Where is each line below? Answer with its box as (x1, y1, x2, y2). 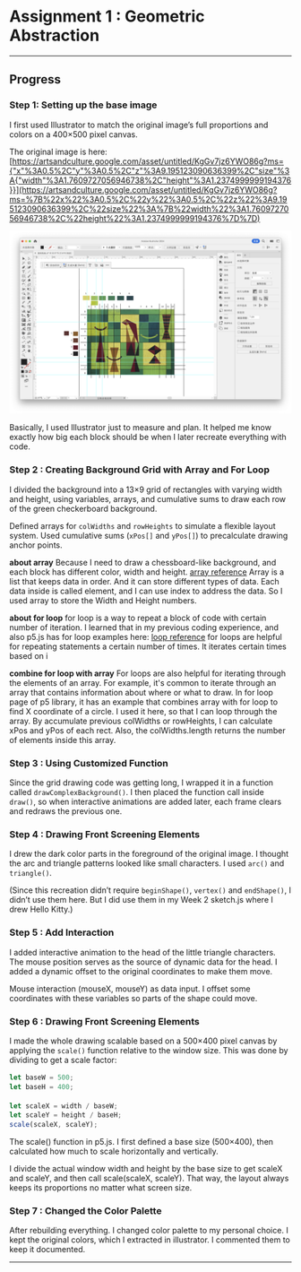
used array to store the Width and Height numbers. (9, 594, 197, 606)
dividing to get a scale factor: (9, 1054, 117, 1065)
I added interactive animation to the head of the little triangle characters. (9, 947, 276, 957)
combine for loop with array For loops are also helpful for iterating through (9, 668, 287, 679)
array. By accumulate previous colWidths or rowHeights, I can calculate (9, 715, 273, 726)
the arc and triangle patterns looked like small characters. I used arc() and (9, 858, 285, 869)
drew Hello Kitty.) (9, 904, 73, 915)
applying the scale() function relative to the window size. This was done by (9, 1044, 288, 1055)
